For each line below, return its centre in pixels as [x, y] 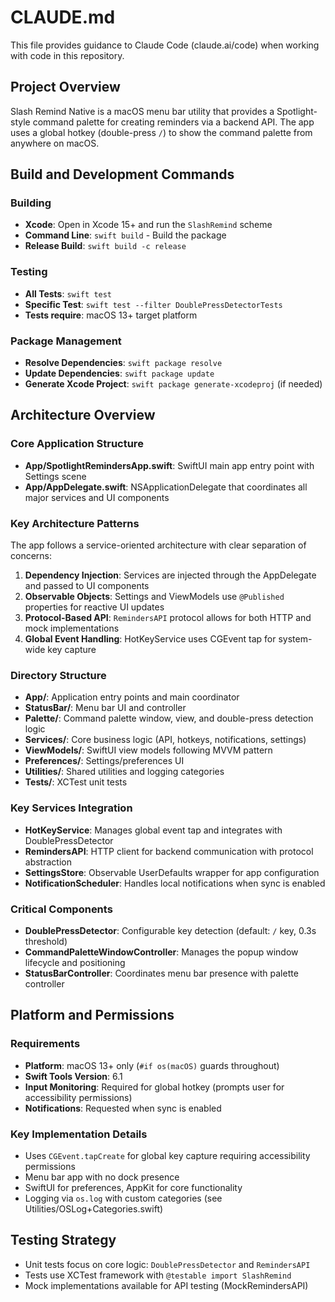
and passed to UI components [87, 586]
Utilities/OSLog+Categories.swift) [94, 1208]
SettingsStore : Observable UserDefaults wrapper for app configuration [172, 872]
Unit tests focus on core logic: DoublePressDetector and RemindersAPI [167, 1264]
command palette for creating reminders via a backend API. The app [173, 122]
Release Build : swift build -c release [105, 246]
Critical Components [61, 909]
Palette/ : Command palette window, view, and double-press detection [169, 718]
